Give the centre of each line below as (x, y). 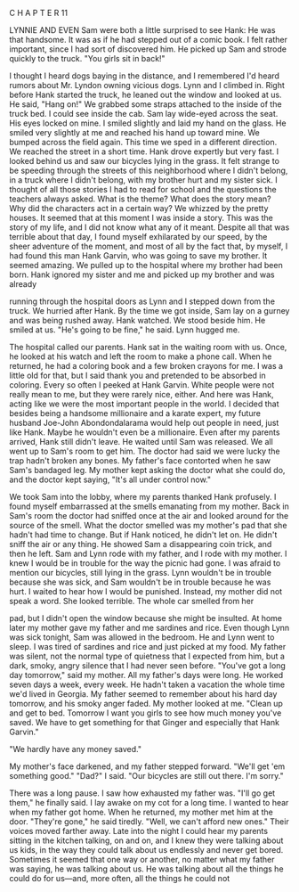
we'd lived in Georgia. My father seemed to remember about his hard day (143, 694)
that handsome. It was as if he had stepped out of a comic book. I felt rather (148, 40)
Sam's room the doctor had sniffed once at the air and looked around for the (149, 516)
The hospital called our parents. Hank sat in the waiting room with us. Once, (148, 347)
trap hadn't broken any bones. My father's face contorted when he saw (140, 461)
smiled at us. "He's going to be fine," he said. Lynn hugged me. (125, 330)
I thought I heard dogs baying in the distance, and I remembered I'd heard (145, 76)
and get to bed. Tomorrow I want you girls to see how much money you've (145, 713)
